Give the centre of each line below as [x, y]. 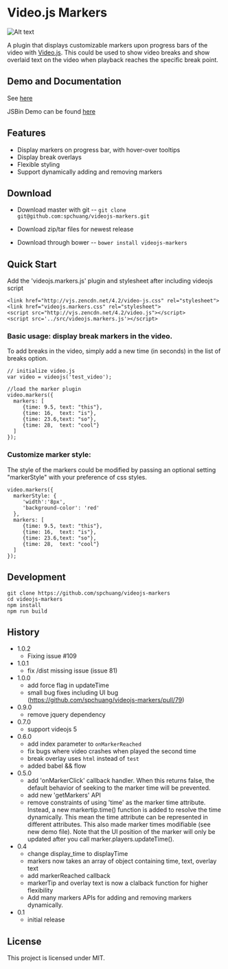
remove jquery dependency [66, 715]
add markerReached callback [69, 876]
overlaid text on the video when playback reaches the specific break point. [113, 59]
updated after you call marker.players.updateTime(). [101, 839]
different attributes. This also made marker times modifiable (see [119, 824]
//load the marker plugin [44, 389]
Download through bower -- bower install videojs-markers [102, 243]
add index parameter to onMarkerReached [84, 744]
